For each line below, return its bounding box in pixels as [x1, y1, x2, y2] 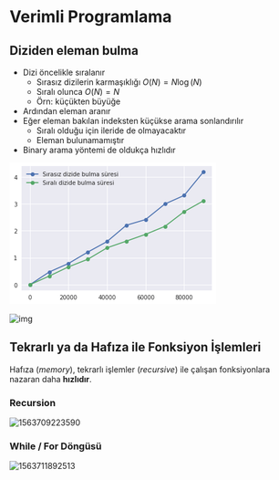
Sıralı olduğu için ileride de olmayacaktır [36, 125, 187, 136]
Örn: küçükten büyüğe [36, 96, 121, 107]
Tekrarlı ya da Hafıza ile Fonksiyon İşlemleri [9, 339, 262, 355]
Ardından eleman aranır [22, 106, 111, 116]
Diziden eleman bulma [9, 43, 139, 58]
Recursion [9, 396, 57, 409]
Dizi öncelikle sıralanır [22, 67, 106, 78]
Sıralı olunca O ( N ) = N [36, 87, 120, 97]
